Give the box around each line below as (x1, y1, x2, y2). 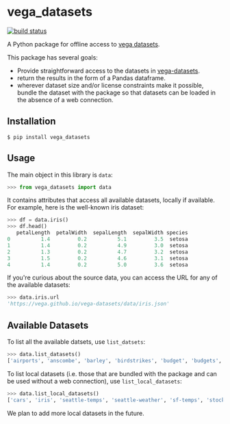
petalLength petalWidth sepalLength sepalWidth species (16, 229, 188, 236)
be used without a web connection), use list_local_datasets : (7, 377, 183, 385)
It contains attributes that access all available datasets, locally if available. (7, 196, 216, 204)
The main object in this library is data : (7, 171, 113, 179)
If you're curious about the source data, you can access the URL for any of (7, 273, 218, 282)
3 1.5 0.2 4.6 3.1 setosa (7, 255, 188, 262)
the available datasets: (7, 281, 71, 289)
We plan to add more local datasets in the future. (7, 409, 145, 417)
